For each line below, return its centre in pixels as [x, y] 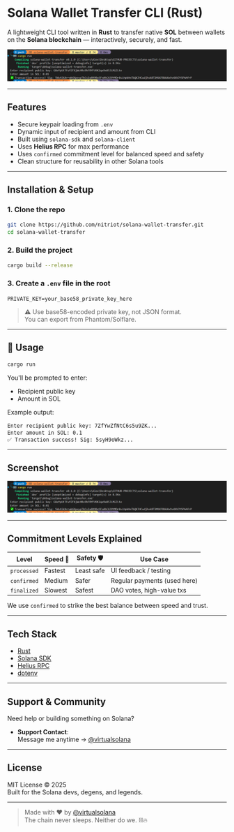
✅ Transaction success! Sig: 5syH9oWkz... [70, 440]
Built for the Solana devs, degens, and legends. [75, 792]
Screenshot [33, 468]
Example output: [31, 413]
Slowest [56, 590]
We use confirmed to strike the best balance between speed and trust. [108, 606]
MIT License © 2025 [37, 785]
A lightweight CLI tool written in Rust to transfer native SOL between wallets [116, 32]
